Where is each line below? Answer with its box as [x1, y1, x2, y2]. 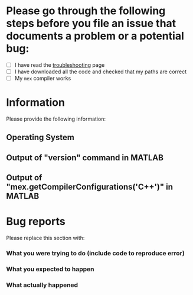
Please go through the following [6, 4, 166, 18]
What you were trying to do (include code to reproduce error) [6, 249, 185, 258]
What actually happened [6, 281, 78, 289]
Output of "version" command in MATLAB [6, 153, 164, 163]
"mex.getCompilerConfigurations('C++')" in [6, 182, 173, 192]
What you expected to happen [6, 265, 94, 273]
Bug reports [6, 215, 66, 228]
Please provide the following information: [6, 115, 106, 122]
